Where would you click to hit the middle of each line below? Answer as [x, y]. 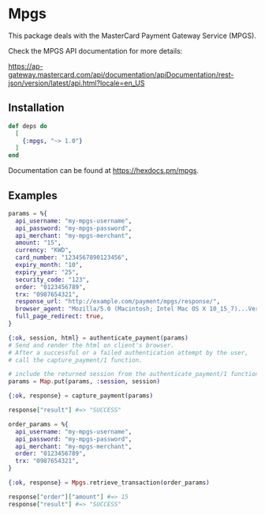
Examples [33, 195]
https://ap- [26, 66]
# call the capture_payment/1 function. [76, 360]
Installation [36, 108]
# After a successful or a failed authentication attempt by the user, [128, 352]
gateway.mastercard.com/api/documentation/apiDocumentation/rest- [121, 74]
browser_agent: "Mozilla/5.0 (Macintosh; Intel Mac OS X [111, 309]
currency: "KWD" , [44, 250]
